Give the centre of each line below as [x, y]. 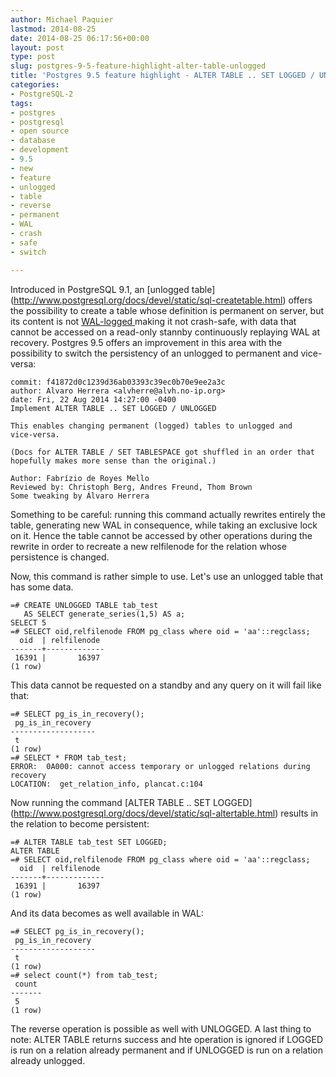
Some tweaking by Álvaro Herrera [80, 496]
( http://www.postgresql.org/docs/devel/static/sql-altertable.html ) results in [164, 813]
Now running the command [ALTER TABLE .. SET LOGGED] [131, 802]
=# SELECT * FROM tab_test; [69, 757]
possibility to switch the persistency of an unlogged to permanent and [154, 353]
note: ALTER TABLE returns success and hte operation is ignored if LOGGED [167, 1039]
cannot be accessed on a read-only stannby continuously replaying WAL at [165, 332]
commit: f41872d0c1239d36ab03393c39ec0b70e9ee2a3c [118, 382]
